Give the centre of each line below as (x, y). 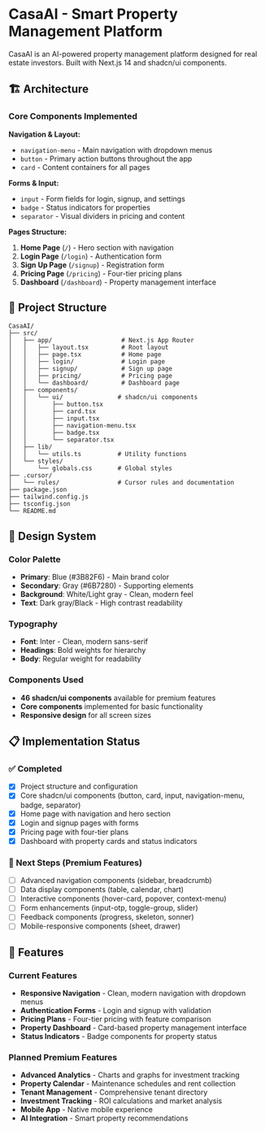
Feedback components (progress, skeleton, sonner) (107, 917)
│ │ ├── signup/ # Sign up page (91, 369)
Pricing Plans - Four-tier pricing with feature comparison (115, 1019)
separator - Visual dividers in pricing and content (102, 215)
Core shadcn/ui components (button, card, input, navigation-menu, (132, 796)
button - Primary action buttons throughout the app (106, 159)
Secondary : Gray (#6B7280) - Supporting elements (106, 585)
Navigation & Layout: (45, 134)
